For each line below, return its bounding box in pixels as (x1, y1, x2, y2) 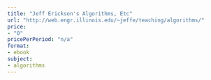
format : (7, 42, 30, 49)
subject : (7, 56, 33, 63)
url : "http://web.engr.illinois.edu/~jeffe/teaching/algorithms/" (7, 17, 205, 24)
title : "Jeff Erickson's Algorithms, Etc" (7, 10, 133, 17)
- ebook (7, 49, 30, 56)
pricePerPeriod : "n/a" (7, 36, 73, 43)
